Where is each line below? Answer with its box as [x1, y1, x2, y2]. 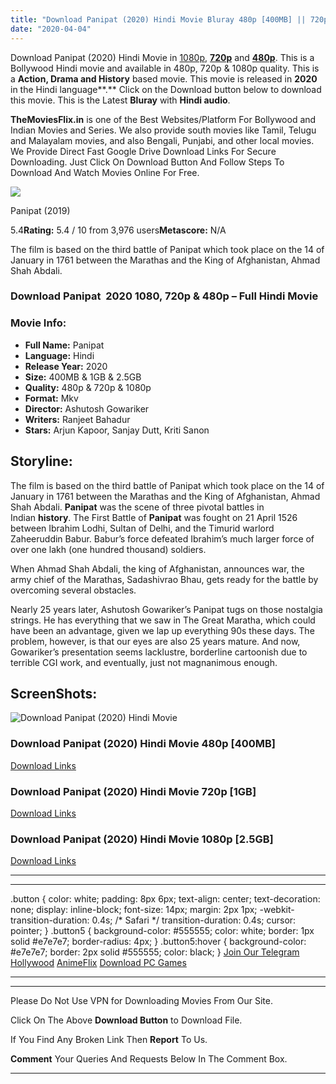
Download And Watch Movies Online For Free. [10, 166, 200, 178]
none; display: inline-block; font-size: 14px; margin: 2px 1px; [10, 904, 258, 916]
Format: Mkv [24, 392, 79, 404]
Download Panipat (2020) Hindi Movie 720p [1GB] [10, 784, 257, 798]
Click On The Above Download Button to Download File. [10, 1014, 243, 1026]
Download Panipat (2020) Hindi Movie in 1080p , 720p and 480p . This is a [10, 51, 315, 63]
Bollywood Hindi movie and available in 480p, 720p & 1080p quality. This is [10, 62, 320, 74]
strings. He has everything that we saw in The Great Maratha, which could [10, 614, 316, 626]
